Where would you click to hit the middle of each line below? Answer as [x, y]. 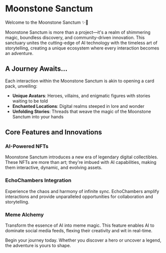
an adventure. [19, 53]
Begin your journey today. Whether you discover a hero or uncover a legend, [83, 240]
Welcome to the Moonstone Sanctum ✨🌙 [47, 22]
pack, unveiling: [21, 86]
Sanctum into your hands [38, 116]
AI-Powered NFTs [27, 147]
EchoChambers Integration [38, 180]
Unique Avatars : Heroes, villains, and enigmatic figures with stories [81, 96]
